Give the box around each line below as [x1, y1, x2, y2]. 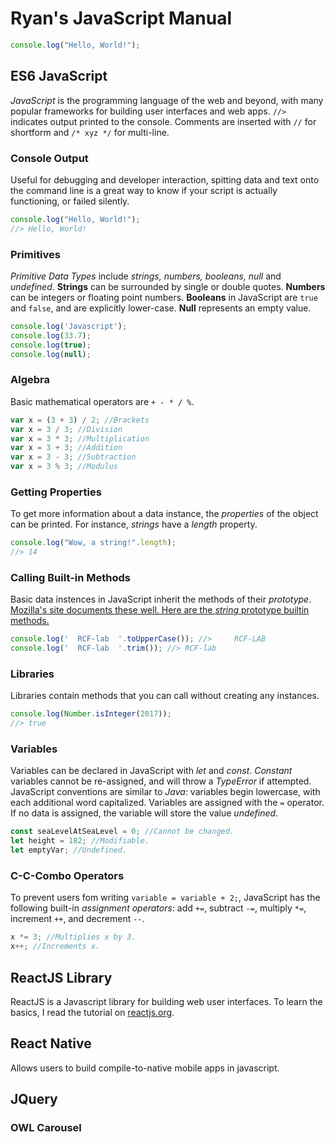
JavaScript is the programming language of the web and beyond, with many [10, 94, 324, 106]
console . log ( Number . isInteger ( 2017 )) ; [10, 709, 172, 719]
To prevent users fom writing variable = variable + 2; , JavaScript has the [10, 892, 321, 904]
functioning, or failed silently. [10, 195, 130, 207]
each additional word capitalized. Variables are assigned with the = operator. [10, 797, 325, 809]
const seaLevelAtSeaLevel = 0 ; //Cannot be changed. [10, 827, 235, 837]
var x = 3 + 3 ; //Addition [10, 443, 123, 453]
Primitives [10, 247, 61, 261]
